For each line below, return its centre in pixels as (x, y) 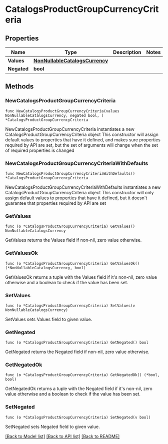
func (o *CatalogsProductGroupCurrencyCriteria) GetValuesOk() (72, 263)
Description (127, 52)
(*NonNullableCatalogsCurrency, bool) (45, 268)
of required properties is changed (40, 150)
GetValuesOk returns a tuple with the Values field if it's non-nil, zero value (81, 277)
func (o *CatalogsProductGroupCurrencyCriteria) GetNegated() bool (77, 343)
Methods (19, 87)
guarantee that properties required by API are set (56, 203)
